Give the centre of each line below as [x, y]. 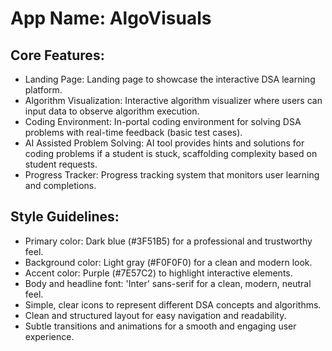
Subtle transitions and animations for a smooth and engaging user [160, 326]
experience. [49, 336]
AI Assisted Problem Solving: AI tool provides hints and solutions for [164, 143]
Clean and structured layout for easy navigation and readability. [155, 315]
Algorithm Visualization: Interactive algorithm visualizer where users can [173, 100]
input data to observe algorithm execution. [112, 111]
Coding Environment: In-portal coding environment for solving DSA [163, 121]
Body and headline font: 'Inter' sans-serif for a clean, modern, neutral [168, 283]
